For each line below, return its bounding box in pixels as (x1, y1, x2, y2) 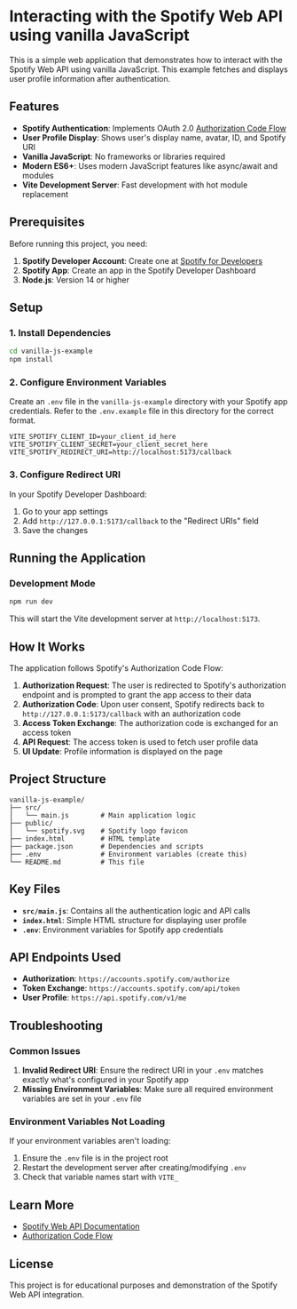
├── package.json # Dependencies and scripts (9, 842, 204, 850)
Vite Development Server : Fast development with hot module (21, 180, 248, 190)
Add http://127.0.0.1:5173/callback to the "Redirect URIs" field (21, 515, 259, 526)
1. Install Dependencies (9, 326, 112, 339)
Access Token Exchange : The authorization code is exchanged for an (21, 717, 278, 728)
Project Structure (9, 771, 106, 787)
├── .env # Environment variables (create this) (9, 850, 248, 858)
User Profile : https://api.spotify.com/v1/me (21, 993, 187, 1003)
